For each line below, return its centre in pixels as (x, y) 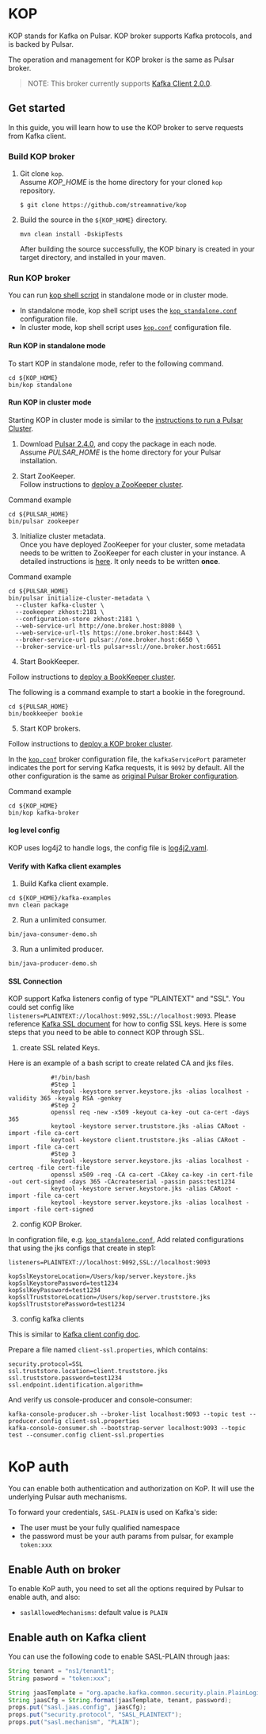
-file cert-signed (63, 1210)
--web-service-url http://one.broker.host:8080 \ (99, 626)
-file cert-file (63, 1168)
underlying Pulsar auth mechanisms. (68, 1497)
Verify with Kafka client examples (65, 866)
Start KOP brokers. (50, 728)
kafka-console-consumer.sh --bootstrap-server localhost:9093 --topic (127, 1429)
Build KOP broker (42, 156)
